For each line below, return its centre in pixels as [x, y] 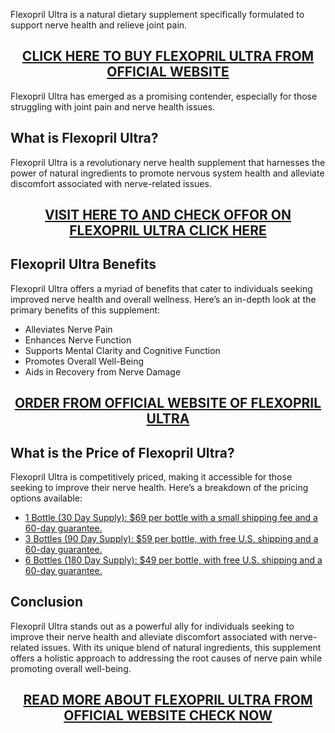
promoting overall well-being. [71, 668]
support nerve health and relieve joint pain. [99, 25]
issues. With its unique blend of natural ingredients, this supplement [181, 647]
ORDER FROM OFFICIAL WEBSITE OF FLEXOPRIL [168, 403]
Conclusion [47, 602]
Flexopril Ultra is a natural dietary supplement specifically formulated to [157, 14]
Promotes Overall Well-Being [84, 361]
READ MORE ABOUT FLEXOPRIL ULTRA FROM [168, 700]
